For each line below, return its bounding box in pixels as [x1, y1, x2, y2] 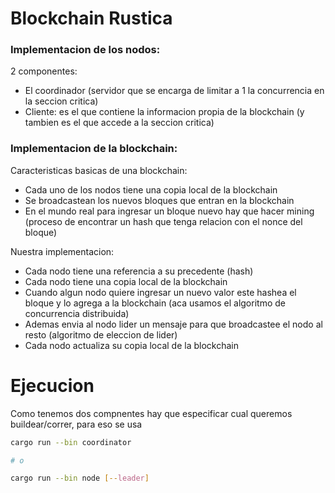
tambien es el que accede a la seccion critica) [24, 117, 215, 129]
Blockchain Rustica [10, 7, 173, 30]
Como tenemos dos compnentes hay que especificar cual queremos [10, 407, 293, 419]
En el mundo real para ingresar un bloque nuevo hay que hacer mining [24, 205, 315, 217]
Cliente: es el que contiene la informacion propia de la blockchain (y [24, 106, 305, 118]
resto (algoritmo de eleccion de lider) [24, 328, 178, 341]
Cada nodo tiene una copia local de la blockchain [24, 275, 228, 287]
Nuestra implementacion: [10, 245, 115, 257]
